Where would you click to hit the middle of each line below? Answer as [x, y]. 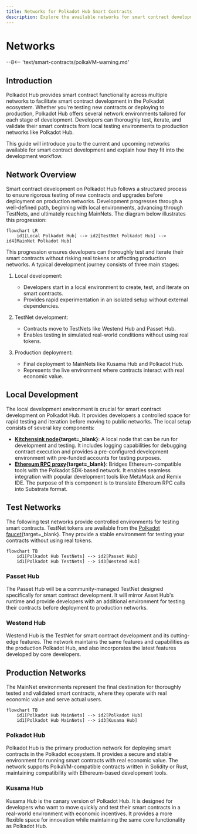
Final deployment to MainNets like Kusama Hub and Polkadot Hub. [103, 364]
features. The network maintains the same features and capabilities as [104, 642]
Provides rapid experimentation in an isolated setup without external [106, 300]
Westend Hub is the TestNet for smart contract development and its [88, 635]
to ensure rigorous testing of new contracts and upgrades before [84, 195]
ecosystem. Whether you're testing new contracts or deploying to [85, 107]
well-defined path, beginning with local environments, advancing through [95, 208]
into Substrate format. [41, 489]
